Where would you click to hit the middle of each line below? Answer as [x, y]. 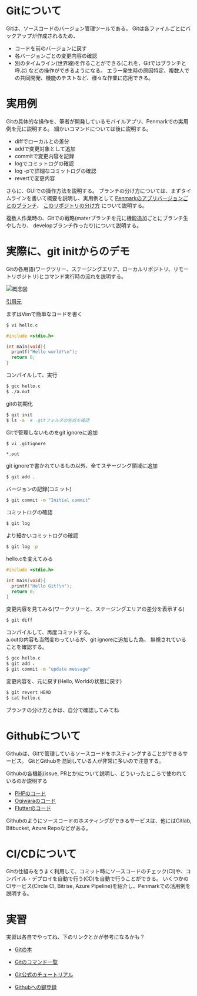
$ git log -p [22, 547]
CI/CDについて [41, 854]
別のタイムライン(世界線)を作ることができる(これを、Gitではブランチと [101, 63]
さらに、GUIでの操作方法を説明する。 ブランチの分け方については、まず [94, 191]
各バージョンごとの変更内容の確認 [56, 55]
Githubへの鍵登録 [36, 987]
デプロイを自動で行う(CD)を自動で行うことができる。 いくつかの [110, 879]
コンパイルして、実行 [32, 375]
